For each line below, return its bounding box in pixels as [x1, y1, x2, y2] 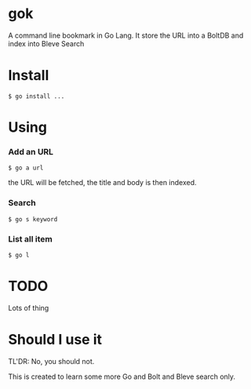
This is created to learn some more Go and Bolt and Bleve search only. [8, 372, 236, 381]
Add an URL [8, 146, 53, 157]
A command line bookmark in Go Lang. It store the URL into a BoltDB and [8, 31, 244, 40]
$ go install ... [8, 92, 65, 100]
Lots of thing [8, 303, 49, 312]
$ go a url [8, 164, 44, 173]
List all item [8, 233, 53, 244]
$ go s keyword [8, 215, 58, 224]
